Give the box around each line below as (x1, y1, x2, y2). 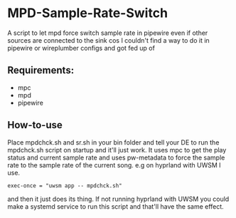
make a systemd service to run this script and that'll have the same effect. (7, 202, 224, 211)
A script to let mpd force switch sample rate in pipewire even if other (7, 28, 208, 37)
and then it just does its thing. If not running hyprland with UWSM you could (7, 194, 230, 203)
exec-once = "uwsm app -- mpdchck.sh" (7, 182, 122, 190)
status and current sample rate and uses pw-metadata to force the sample (7, 153, 225, 162)
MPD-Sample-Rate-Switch (7, 5, 168, 21)
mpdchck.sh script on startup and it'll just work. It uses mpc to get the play (7, 145, 227, 154)
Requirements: (7, 64, 75, 76)
